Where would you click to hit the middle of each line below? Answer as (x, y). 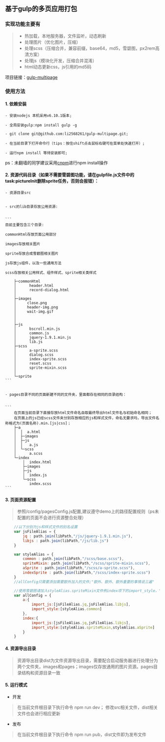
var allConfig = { (33, 595)
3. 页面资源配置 (21, 500)
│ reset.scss (33, 364)
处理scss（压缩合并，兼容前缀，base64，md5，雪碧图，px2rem (90, 48)
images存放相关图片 (23, 244)
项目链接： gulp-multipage (31, 77)
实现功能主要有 (23, 24)
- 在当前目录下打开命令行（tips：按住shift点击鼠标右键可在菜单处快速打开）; (75, 143)
